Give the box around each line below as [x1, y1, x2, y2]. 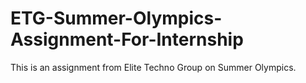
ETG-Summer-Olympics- [10, 7, 223, 30]
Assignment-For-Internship [10, 28, 244, 51]
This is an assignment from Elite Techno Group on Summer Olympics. [10, 61, 297, 73]
